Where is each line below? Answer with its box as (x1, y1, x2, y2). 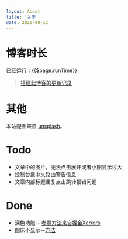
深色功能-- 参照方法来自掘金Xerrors (14, 219, 101, 226)
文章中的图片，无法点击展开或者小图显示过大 (14, 163, 123, 170)
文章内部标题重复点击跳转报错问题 (14, 178, 97, 185)
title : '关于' (6, 14, 39, 20)
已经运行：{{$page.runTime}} (6, 67, 77, 74)
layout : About (6, 8, 41, 15)
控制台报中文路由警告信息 (14, 171, 77, 178)
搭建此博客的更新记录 (20, 80, 72, 87)
